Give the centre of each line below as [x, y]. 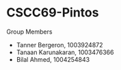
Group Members [29, 32]
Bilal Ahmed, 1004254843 [53, 59]
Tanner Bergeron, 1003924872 [59, 45]
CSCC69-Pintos [53, 13]
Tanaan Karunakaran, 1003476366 [65, 52]
